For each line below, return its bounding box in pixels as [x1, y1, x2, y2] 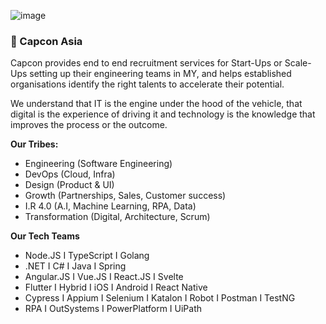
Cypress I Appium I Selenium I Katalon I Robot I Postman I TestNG [24, 292, 296, 304]
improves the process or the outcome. [10, 119, 168, 131]
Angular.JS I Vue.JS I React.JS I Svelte [24, 271, 184, 283]
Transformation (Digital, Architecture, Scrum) [24, 211, 211, 223]
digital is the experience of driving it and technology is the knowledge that [10, 108, 316, 120]
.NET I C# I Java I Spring [24, 260, 127, 272]
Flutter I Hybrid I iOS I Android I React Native [24, 281, 208, 294]
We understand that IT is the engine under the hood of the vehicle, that [10, 98, 303, 110]
